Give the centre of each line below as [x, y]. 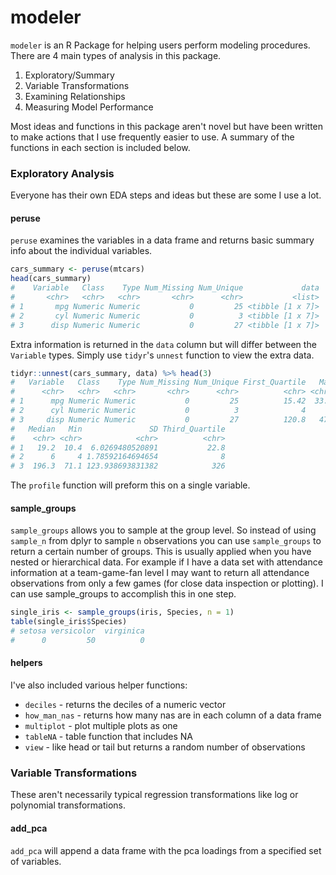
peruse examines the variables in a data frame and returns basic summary [162, 240]
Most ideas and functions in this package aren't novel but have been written [167, 126]
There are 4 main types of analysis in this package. [116, 55]
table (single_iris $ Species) [69, 622]
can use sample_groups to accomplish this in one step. [123, 594]
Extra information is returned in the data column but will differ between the [163, 344]
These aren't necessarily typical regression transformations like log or [154, 795]
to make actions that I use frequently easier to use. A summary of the [152, 137]
